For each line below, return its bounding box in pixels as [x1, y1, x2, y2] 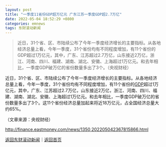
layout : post [5, 7, 32, 12]
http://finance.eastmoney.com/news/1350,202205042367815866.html [5, 127, 149, 133]
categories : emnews [5, 21, 46, 26]
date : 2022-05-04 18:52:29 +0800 [5, 16, 74, 21]
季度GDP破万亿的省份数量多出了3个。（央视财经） [30, 65, 131, 71]
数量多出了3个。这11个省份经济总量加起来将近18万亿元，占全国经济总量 [9, 100, 155, 106]
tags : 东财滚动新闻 [5, 26, 41, 31]
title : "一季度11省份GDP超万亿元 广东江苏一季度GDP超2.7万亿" [5, 12, 122, 17]
